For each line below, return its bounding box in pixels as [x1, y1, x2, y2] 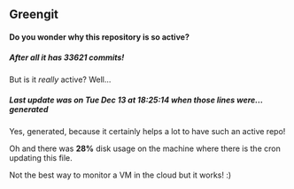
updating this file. [9, 152, 73, 163]
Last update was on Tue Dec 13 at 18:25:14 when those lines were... [9, 94, 263, 105]
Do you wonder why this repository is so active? [9, 31, 190, 42]
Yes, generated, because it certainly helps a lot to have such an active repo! [9, 125, 286, 136]
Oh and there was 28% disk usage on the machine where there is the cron [9, 143, 281, 154]
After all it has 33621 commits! [9, 52, 125, 63]
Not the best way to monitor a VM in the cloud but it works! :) [9, 170, 232, 180]
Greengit [9, 7, 59, 22]
